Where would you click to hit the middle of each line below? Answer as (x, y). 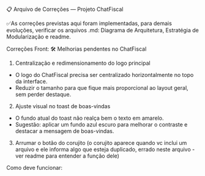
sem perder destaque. (43, 94)
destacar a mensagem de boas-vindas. (65, 131)
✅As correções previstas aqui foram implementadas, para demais (89, 23)
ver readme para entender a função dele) (67, 156)
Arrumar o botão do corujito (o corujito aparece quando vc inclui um (101, 143)
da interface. (31, 81)
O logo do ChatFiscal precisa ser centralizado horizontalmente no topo (104, 75)
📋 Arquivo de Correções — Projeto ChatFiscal (65, 9)
